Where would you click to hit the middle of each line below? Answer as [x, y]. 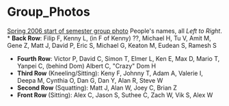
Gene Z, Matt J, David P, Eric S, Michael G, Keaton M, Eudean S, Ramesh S [112, 45]
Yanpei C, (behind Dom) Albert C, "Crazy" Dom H [86, 66]
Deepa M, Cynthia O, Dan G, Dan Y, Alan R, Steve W [90, 80]
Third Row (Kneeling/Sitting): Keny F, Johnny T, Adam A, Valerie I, [110, 73]
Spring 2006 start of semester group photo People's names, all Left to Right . [114, 31]
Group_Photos [49, 12]
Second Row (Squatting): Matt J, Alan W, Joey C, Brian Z [97, 88]
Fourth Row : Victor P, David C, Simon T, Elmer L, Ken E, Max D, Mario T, [118, 58]
